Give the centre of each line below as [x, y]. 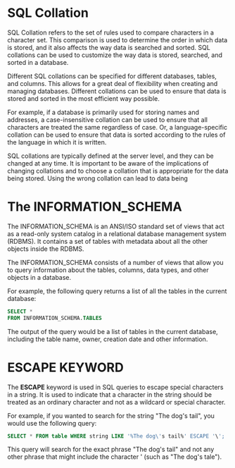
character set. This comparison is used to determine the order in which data [118, 39]
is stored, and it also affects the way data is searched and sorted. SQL [109, 47]
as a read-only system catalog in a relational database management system [117, 233]
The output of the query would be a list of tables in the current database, [113, 331]
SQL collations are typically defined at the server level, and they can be [110, 156]
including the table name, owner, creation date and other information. [108, 339]
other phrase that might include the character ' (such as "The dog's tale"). [115, 457]
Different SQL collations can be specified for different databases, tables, [112, 76]
